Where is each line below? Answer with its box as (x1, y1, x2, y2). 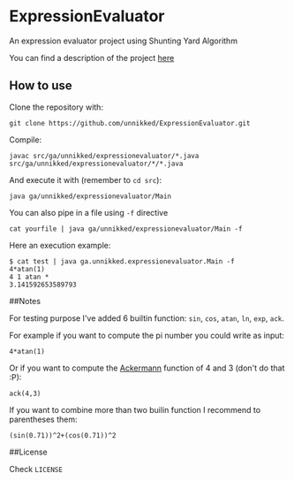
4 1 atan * (9, 272, 49, 281)
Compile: (9, 134, 42, 145)
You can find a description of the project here (9, 52, 175, 63)
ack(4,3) (9, 389, 41, 398)
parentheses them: (9, 414, 78, 424)
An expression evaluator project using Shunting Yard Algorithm (9, 35, 238, 46)
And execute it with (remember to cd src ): (9, 174, 162, 185)
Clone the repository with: (9, 102, 104, 112)
